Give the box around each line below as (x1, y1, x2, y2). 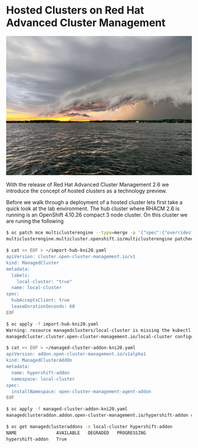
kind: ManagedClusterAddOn (6, 358, 72, 364)
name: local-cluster (11, 285, 62, 291)
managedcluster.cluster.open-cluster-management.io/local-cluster (6, 333, 173, 339)
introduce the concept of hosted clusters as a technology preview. (6, 187, 167, 195)
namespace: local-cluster (11, 376, 75, 382)
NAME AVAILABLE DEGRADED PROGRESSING (6, 430, 146, 436)
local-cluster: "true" (16, 279, 72, 285)
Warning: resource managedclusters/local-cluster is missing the (6, 327, 170, 333)
